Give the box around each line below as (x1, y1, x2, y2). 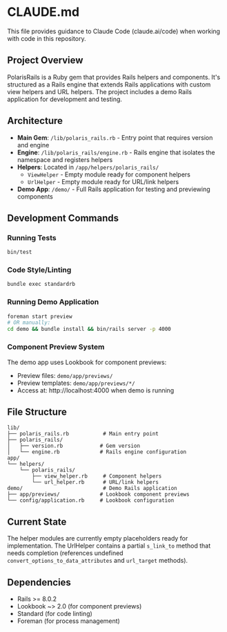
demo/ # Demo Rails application (7, 485, 177, 492)
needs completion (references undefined (7, 549, 124, 557)
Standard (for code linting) (17, 609, 93, 617)
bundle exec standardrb (7, 281, 76, 288)
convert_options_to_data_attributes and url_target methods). (7, 557, 188, 565)
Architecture (7, 115, 63, 127)
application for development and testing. (7, 95, 123, 103)
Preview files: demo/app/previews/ (17, 371, 113, 379)
